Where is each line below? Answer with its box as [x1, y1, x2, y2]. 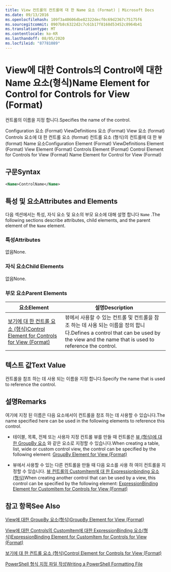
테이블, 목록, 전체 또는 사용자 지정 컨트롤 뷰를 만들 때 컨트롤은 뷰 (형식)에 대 [12, 433, 162, 440]
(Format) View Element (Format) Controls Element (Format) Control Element [5, 146, 164, 152]
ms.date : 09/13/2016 [5, 12, 49, 17]
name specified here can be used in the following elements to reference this [5, 418, 165, 424]
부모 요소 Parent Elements [5, 289, 68, 296]
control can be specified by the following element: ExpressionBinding [12, 480, 158, 486]
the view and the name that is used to [65, 336, 155, 343]
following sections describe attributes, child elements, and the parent [5, 217, 151, 223]
